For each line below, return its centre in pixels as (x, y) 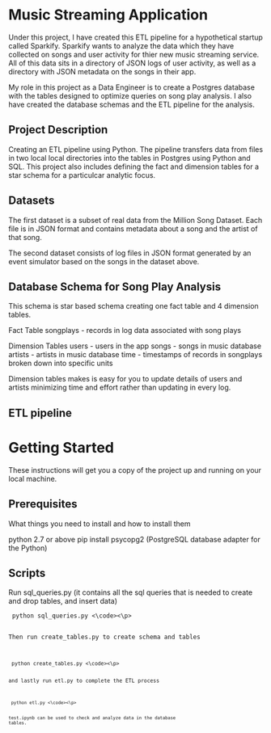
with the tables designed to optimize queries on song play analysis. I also (130, 95)
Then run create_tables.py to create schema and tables (104, 637)
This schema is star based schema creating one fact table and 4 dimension (133, 306)
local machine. (33, 478)
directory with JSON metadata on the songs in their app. (102, 71)
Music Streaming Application (108, 15)
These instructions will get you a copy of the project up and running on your (135, 470)
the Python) (28, 548)
